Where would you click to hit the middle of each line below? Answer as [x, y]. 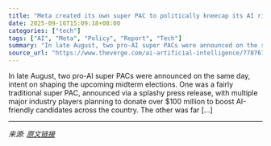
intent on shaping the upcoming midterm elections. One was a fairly [121, 84]
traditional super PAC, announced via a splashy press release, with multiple [133, 93]
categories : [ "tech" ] [45, 30]
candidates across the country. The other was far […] [125, 110]
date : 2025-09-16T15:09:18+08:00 [65, 23]
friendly [21, 110]
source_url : [28, 53]
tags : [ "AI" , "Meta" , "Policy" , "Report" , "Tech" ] [95, 38]
